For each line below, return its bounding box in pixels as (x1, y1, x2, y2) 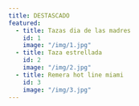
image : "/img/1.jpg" (22, 41, 92, 49)
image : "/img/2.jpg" (22, 64, 92, 72)
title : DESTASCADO (8, 11, 70, 20)
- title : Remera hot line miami (15, 71, 125, 79)
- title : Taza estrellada (15, 49, 103, 57)
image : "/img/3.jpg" (22, 85, 92, 94)
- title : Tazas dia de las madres (15, 26, 131, 34)
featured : (8, 19, 42, 27)
